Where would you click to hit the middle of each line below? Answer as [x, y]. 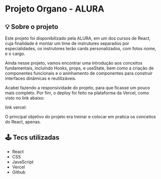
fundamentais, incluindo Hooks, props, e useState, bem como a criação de [79, 68]
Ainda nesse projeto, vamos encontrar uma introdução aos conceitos [74, 63]
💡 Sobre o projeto [32, 27]
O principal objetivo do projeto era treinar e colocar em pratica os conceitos [80, 117]
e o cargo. [15, 54]
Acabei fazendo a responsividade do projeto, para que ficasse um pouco [78, 88]
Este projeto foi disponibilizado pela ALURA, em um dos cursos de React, [78, 38]
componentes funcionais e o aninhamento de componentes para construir [79, 73]
